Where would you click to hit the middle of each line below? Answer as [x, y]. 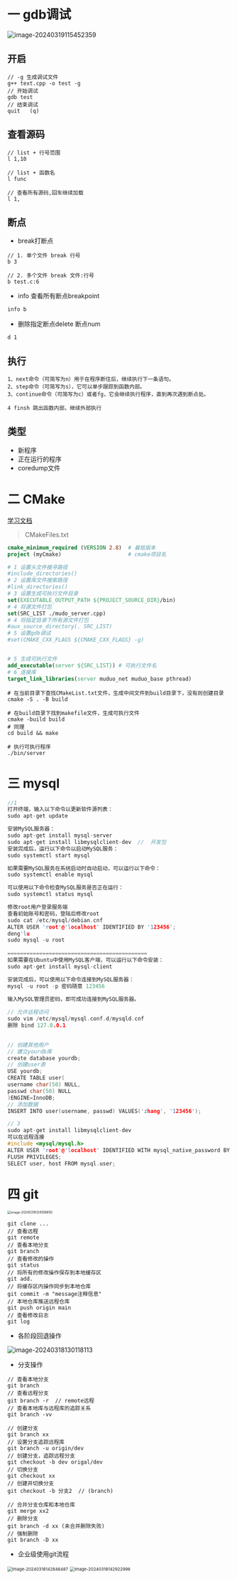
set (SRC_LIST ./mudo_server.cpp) [57, 613]
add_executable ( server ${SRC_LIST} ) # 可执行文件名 [82, 665]
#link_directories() [38, 587]
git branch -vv [30, 1415]
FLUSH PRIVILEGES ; [34, 1157]
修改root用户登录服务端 [38, 907]
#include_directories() [43, 574]
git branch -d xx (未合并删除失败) [56, 1526]
